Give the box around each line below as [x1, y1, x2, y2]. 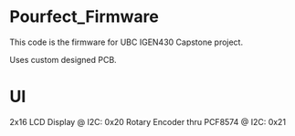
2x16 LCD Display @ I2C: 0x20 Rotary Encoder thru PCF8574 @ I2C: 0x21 [9, 116, 286, 127]
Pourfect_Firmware [9, 6, 160, 27]
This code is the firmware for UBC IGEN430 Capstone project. [9, 37, 244, 47]
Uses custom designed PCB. [9, 54, 117, 65]
